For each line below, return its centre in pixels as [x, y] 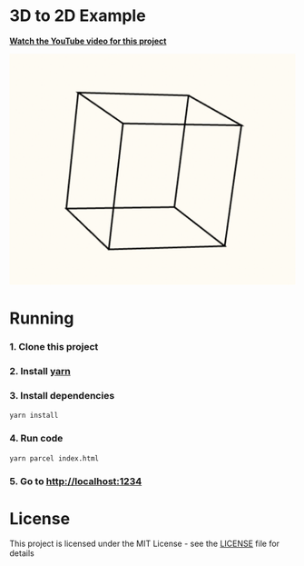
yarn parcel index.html [54, 458]
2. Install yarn [40, 371]
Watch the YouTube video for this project [88, 41]
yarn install [34, 416]
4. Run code [36, 439]
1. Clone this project [54, 347]
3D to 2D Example [78, 16]
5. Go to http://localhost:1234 [76, 481]
